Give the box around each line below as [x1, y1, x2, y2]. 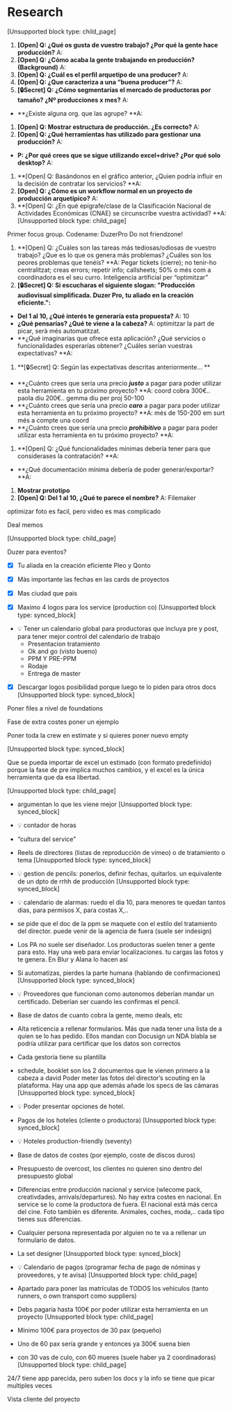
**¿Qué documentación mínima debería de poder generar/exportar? [17, 465, 214, 473]
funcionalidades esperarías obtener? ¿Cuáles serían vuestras [17, 341, 193, 349]
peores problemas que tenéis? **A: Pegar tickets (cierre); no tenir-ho [17, 258, 217, 266]
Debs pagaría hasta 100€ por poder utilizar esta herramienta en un [17, 1305, 209, 1314]
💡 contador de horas [17, 821, 77, 830]
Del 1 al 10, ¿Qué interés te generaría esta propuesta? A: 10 [17, 312, 190, 320]
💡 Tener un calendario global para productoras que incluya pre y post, [17, 625, 219, 633]
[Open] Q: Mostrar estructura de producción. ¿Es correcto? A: [17, 123, 200, 131]
